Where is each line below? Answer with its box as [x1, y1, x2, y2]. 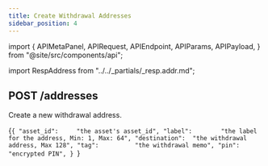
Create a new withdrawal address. [8, 110, 123, 120]
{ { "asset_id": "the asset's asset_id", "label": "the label [8, 126, 258, 135]
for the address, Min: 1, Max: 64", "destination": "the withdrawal [8, 135, 248, 143]
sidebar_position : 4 [8, 19, 78, 27]
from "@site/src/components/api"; [8, 50, 124, 60]
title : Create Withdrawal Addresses [8, 11, 132, 20]
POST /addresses [8, 89, 98, 102]
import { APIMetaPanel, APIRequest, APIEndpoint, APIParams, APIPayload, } [8, 41, 261, 51]
